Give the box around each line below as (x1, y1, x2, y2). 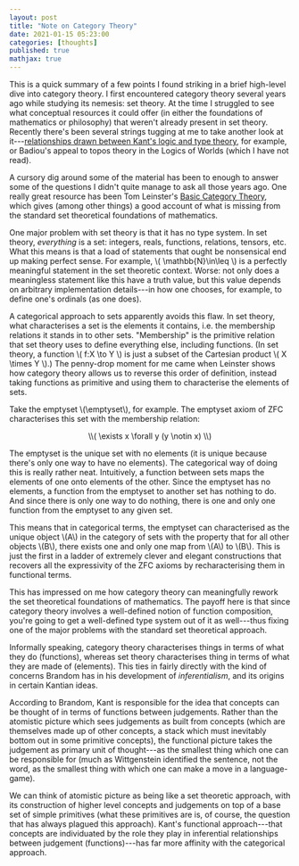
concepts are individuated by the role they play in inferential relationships (9, 829, 278, 838)
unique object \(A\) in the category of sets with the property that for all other (9, 532, 290, 542)
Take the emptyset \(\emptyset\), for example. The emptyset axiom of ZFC (9, 404, 284, 415)
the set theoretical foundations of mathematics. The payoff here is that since (9, 597, 291, 606)
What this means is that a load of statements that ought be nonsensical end (9, 246, 287, 257)
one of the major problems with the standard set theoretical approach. (9, 625, 268, 635)
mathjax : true (9, 54, 62, 63)
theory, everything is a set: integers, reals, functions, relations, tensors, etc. (9, 237, 287, 247)
